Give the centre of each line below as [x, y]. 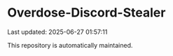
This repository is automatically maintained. [70, 45]
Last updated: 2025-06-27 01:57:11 [57, 32]
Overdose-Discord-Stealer [86, 13]
